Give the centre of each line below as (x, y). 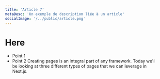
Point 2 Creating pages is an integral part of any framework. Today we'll (84, 61)
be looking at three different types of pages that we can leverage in (79, 66)
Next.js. (20, 71)
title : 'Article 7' (25, 9)
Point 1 (19, 56)
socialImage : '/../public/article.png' (45, 18)
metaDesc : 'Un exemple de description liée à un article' (65, 14)
